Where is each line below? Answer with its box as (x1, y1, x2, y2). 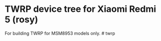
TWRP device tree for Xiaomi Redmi (5, 3, 156, 15)
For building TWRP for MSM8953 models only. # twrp (5, 30, 115, 36)
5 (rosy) (5, 14, 39, 25)
